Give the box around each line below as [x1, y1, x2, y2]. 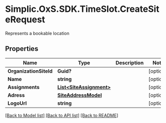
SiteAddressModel [57, 91, 102, 98]
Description [115, 59, 144, 66]
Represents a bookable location [5, 30, 70, 36]
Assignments [7, 83, 40, 90]
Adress [7, 91, 25, 98]
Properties [5, 44, 39, 53]
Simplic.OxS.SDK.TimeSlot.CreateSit [5, 3, 160, 15]
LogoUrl [7, 100, 27, 107]
